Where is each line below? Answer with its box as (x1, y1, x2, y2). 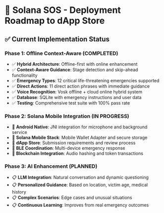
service (11, 129, 28, 135)
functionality (11, 72, 38, 78)
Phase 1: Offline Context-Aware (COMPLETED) (4, 50, 118, 57)
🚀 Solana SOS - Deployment (4, 4, 121, 16)
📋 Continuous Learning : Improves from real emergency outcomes (11, 202, 149, 208)
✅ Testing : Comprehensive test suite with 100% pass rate (11, 100, 130, 106)
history (11, 189, 27, 195)
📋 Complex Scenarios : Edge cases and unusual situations (11, 195, 132, 201)
